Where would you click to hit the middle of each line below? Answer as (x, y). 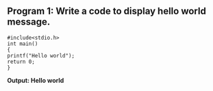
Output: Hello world (36, 80)
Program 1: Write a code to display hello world (107, 11)
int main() (23, 44)
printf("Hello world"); (41, 55)
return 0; (21, 62)
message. (29, 22)
